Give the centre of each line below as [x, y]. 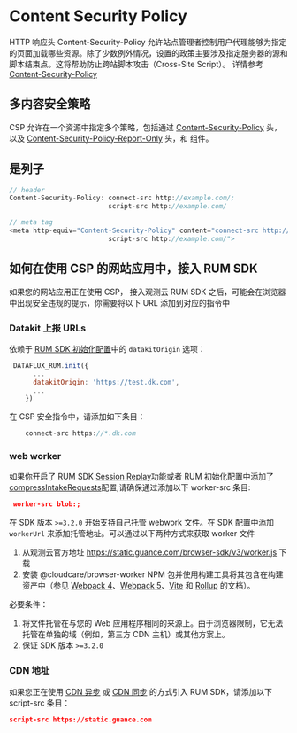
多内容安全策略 [50, 104]
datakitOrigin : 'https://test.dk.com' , [106, 382]
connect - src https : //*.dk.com [81, 433]
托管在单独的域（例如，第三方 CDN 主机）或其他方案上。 [126, 635]
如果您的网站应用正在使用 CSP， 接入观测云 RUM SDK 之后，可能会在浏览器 [148, 292]
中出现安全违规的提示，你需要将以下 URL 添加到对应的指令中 [120, 302]
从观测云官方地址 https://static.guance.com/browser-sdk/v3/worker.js [149, 552]
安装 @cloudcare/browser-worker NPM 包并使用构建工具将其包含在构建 [152, 574]
